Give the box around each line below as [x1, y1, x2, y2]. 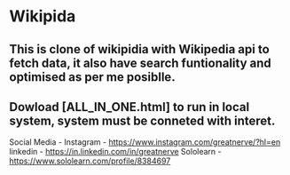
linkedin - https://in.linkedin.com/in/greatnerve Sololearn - [9, 147, 222, 157]
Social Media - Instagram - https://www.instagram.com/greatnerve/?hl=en [9, 137, 281, 147]
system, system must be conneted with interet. [9, 113, 276, 128]
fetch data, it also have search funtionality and [9, 55, 272, 70]
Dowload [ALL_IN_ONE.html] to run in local [9, 99, 250, 115]
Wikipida [9, 6, 76, 27]
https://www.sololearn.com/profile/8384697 [9, 155, 171, 166]
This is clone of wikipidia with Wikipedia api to [9, 42, 270, 57]
